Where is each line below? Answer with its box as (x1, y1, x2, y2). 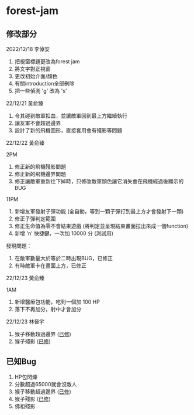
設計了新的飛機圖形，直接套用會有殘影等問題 (14, 127, 123, 134)
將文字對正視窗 (14, 66, 51, 72)
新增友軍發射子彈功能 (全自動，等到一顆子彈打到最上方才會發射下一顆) (14, 208, 184, 215)
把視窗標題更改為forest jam (14, 58, 80, 65)
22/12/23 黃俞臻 (6, 274, 45, 281)
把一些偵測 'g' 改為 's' (14, 87, 67, 94)
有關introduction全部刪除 (14, 80, 75, 87)
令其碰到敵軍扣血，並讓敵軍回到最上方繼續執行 (14, 113, 127, 119)
